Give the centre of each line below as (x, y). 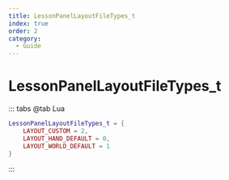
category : (25, 39)
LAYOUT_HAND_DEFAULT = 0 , (67, 139)
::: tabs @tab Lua (37, 109)
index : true (28, 24)
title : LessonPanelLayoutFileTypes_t (72, 16)
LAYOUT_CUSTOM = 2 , (56, 131)
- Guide (29, 46)
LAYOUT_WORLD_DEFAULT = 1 (67, 146)
